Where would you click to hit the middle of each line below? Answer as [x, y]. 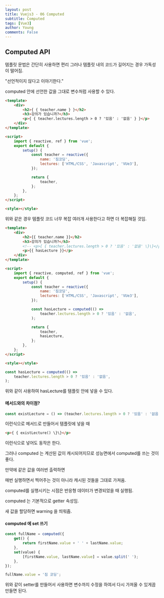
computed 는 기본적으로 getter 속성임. [42, 501]
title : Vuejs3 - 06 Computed [35, 14]
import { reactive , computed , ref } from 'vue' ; [64, 273]
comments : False [21, 32]
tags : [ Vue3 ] [18, 23]
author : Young [20, 28]
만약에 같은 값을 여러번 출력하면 [35, 470]
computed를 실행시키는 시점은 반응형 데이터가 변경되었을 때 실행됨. [69, 491]
